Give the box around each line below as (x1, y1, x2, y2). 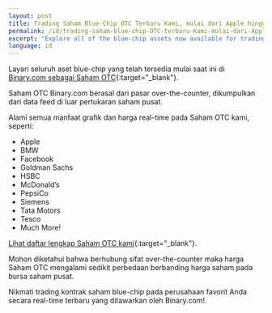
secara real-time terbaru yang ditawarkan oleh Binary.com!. (8, 296, 207, 306)
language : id (8, 42, 53, 50)
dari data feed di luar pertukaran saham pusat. (8, 97, 164, 107)
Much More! (19, 223, 62, 233)
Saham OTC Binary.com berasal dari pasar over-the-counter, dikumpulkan (8, 88, 256, 98)
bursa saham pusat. (8, 272, 74, 281)
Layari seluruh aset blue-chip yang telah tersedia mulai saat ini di (8, 64, 225, 74)
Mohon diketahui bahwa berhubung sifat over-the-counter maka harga (8, 254, 244, 264)
